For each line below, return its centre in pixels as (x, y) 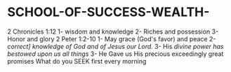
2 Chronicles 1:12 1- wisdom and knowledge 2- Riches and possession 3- (113, 31)
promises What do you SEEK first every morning (77, 61)
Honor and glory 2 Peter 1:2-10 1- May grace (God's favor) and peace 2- (112, 38)
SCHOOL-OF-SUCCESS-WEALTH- (108, 12)
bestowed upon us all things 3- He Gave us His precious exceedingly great (115, 54)
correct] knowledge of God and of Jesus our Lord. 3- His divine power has (115, 46)
